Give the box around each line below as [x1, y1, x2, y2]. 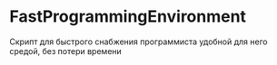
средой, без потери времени [9, 45, 123, 56]
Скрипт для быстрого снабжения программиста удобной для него [9, 36, 268, 47]
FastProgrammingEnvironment [9, 6, 247, 27]
